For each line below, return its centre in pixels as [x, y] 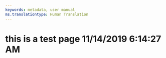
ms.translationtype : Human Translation [47, 14]
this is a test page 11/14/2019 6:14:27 [83, 39]
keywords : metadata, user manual [40, 10]
